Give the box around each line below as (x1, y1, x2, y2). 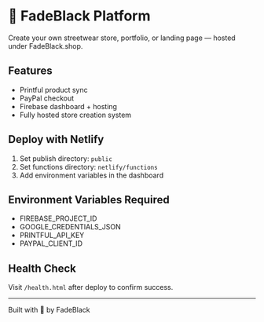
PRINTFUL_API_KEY (19, 231, 85, 240)
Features (8, 64, 53, 78)
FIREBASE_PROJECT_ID (19, 214, 97, 223)
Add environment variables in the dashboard (19, 170, 163, 180)
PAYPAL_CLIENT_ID (19, 239, 82, 248)
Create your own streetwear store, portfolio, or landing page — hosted (8, 33, 236, 42)
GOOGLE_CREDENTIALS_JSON (19, 222, 121, 232)
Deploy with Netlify (8, 133, 104, 146)
